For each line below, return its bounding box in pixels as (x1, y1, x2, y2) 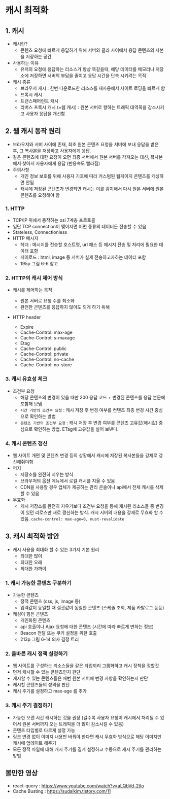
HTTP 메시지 (12, 235, 39, 241)
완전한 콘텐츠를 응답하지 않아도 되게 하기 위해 (20, 304, 110, 310)
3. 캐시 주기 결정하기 (5, 702, 52, 709)
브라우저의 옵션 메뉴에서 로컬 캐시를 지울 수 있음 (20, 478, 115, 483)
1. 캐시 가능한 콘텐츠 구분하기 (5, 579, 72, 586)
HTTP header (12, 314, 41, 320)
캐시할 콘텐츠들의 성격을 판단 (12, 682, 70, 688)
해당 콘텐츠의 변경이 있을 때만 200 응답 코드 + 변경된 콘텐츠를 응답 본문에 (20, 394, 165, 400)
